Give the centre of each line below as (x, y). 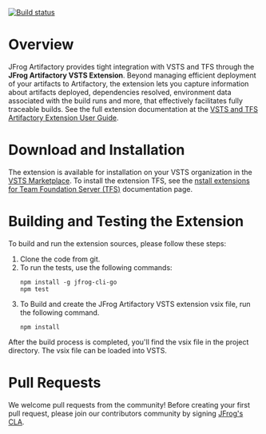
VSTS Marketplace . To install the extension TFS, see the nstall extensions (129, 181)
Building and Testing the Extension (126, 222)
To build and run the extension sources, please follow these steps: (117, 243)
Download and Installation (97, 150)
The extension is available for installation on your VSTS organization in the (131, 172)
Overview (41, 45)
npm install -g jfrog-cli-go (68, 282)
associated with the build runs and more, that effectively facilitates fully (126, 101)
